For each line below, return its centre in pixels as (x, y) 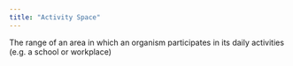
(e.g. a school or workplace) (61, 51)
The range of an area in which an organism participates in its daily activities (147, 42)
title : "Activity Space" (55, 17)
